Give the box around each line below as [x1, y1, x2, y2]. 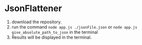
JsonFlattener [4, 3, 63, 14]
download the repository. [11, 19, 62, 25]
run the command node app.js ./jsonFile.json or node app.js [11, 24, 138, 30]
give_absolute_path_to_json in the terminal [11, 29, 98, 35]
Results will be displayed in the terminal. [11, 34, 92, 40]
